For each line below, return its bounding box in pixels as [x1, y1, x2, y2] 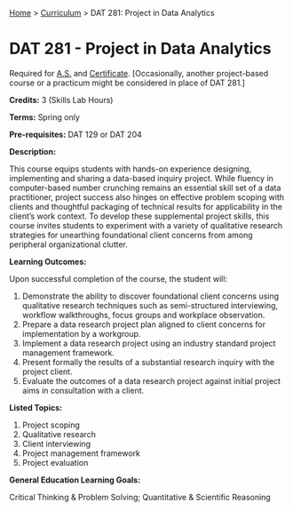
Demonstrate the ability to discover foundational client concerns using [21, 291, 280, 301]
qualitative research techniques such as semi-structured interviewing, [21, 299, 278, 310]
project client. [21, 366, 73, 377]
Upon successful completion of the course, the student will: [9, 273, 228, 283]
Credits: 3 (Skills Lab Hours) [9, 94, 114, 105]
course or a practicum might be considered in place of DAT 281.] [9, 77, 246, 88]
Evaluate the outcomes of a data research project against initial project [21, 375, 281, 386]
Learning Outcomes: [9, 256, 87, 267]
